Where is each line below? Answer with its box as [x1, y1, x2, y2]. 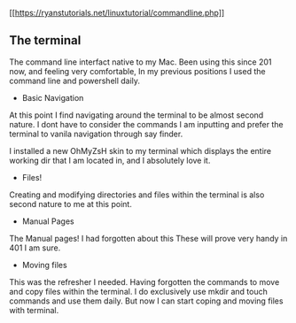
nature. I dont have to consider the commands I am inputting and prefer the [9, 119, 284, 129]
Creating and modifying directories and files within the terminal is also [9, 189, 265, 200]
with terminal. [9, 304, 59, 315]
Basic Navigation [21, 92, 84, 103]
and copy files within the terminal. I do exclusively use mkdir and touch [9, 286, 268, 296]
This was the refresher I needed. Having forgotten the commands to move [9, 276, 280, 287]
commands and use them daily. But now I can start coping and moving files [9, 296, 284, 306]
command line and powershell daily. [9, 75, 140, 86]
